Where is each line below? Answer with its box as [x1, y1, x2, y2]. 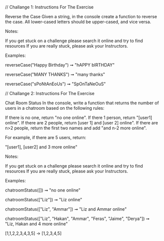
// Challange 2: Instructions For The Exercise [5, 91, 95, 96]
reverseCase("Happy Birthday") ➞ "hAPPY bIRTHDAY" [5, 62, 115, 68]
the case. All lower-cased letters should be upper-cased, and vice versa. [5, 19, 151, 24]
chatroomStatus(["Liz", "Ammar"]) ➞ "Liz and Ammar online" [5, 206, 127, 212]
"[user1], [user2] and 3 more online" [5, 144, 78, 150]
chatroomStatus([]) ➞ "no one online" [5, 187, 81, 193]
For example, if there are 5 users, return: [5, 135, 86, 140]
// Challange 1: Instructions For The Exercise [5, 4, 94, 10]
